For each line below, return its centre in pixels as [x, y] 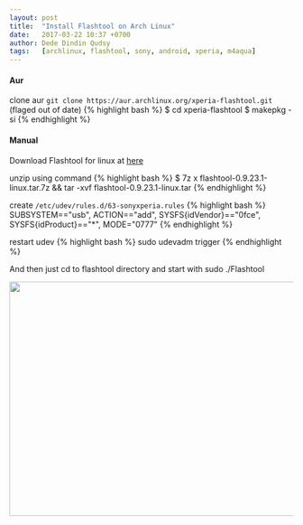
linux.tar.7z [30, 187]
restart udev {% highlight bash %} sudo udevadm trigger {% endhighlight [146, 241]
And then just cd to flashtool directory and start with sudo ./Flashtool [137, 268]
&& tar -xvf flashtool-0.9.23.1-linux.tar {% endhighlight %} [159, 187]
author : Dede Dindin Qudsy [60, 43]
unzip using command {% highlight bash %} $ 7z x [104, 178]
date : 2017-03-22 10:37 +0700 [70, 34]
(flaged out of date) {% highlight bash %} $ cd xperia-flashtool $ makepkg [148, 110]
